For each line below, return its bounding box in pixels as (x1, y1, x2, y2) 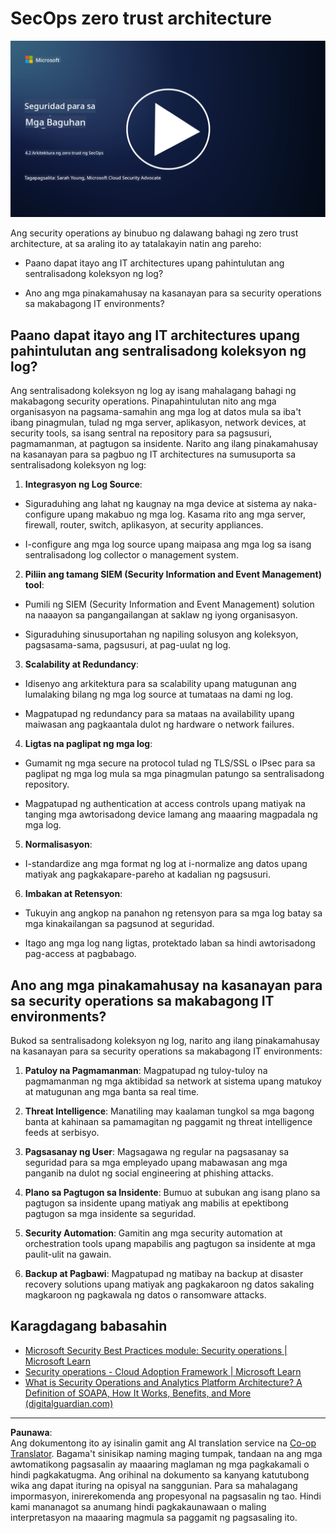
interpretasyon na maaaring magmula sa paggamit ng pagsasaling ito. (10, 1511, 298, 1523)
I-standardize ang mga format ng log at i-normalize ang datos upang (24, 858, 308, 870)
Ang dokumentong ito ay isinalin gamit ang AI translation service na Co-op (10, 1437, 317, 1449)
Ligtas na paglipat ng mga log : (24, 738, 153, 750)
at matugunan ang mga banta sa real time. (24, 1086, 200, 1098)
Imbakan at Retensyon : (24, 888, 123, 900)
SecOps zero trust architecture (10, 7, 273, 30)
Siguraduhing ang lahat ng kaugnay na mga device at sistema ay (24, 498, 292, 510)
